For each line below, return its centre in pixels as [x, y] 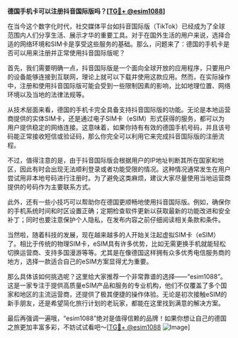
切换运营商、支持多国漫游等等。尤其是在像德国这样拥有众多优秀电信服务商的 [119, 252]
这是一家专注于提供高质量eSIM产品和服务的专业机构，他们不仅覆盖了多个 [114, 285]
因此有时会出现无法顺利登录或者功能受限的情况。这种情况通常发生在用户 [125, 169]
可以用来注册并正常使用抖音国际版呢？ [69, 53]
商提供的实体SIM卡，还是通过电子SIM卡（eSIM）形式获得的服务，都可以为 [116, 119]
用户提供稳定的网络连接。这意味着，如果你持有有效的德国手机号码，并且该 [116, 127]
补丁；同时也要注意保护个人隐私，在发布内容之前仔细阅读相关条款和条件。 [116, 220]
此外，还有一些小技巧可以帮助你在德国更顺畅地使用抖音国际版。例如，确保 [116, 202]
